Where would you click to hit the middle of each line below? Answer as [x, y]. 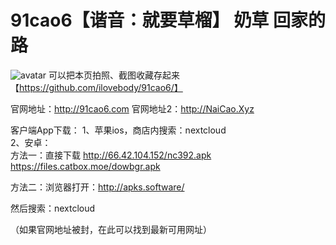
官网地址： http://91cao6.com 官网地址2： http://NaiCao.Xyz [132, 108]
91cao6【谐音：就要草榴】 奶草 [140, 20]
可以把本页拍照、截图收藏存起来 [114, 75]
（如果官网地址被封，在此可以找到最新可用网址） [111, 229]
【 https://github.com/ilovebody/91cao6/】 [96, 87]
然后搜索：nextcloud [53, 208]
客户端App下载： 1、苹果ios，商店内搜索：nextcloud [118, 130]
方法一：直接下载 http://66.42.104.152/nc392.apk [111, 155]
